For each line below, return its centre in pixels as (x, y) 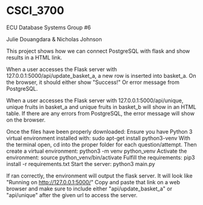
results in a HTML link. (34, 57)
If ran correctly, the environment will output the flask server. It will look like (99, 175)
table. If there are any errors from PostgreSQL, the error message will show (101, 113)
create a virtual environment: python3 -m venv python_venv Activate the (97, 151)
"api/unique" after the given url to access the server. (72, 195)
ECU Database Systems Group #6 (49, 27)
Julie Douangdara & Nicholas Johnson (54, 39)
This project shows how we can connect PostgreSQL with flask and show (98, 51)
